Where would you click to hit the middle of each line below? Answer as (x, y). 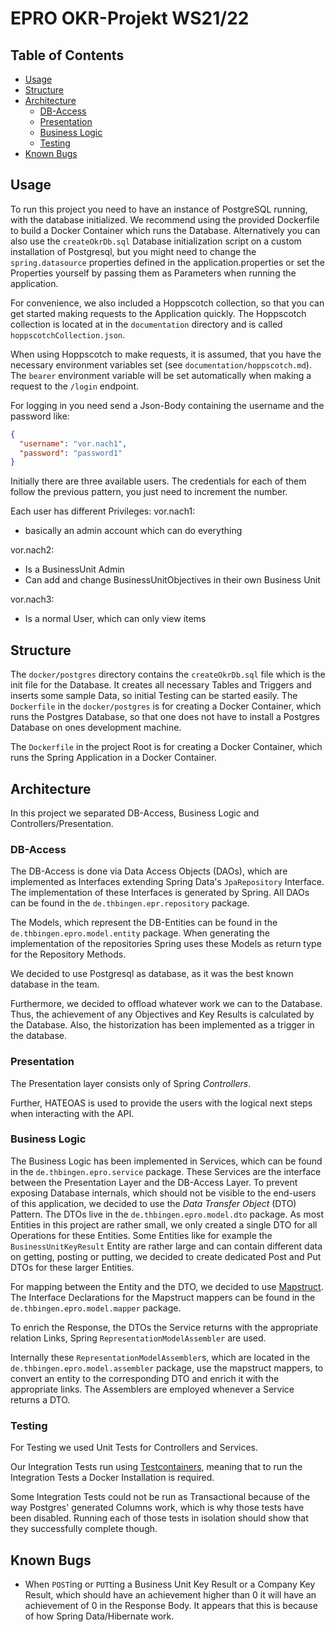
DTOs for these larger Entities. (72, 1267)
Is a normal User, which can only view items (115, 619)
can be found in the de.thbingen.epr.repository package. (130, 903)
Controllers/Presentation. (62, 823)
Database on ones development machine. (96, 728)
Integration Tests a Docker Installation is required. (112, 1478)
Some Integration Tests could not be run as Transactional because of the (160, 1497)
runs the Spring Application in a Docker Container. (113, 758)
